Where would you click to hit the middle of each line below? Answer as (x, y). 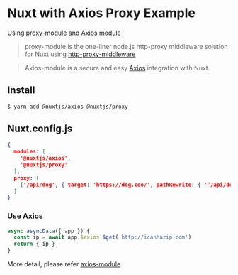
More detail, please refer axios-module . (65, 264)
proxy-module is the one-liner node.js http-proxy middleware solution (126, 46)
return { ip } (34, 244)
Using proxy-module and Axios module (64, 33)
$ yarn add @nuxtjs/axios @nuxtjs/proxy (68, 107)
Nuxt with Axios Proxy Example (102, 13)
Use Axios (25, 216)
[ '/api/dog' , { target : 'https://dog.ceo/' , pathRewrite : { (110, 185)
